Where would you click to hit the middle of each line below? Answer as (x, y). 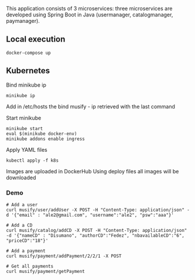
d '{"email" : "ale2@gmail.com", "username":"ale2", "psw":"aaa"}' (90, 215)
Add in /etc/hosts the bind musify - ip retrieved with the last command (91, 106)
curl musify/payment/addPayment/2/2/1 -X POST (64, 256)
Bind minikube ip (26, 85)
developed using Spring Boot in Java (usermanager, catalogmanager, (90, 15)
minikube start (25, 128)
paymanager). (23, 21)
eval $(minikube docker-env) (42, 134)
